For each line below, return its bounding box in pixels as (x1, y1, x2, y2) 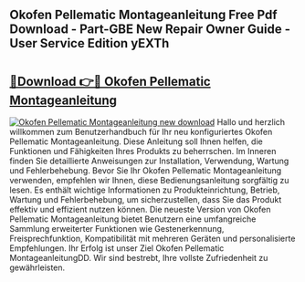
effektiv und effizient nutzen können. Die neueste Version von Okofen (9, 204, 271, 214)
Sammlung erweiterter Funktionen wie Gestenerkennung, (9, 224, 225, 234)
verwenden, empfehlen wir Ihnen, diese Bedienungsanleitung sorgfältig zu (9, 175, 289, 185)
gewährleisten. (9, 262, 66, 273)
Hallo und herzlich (216, 117, 286, 127)
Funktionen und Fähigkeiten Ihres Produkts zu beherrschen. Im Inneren (9, 146, 277, 156)
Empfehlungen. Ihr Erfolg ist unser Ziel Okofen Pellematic (9, 243, 225, 254)
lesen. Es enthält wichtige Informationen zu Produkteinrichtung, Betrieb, (9, 184, 280, 195)
